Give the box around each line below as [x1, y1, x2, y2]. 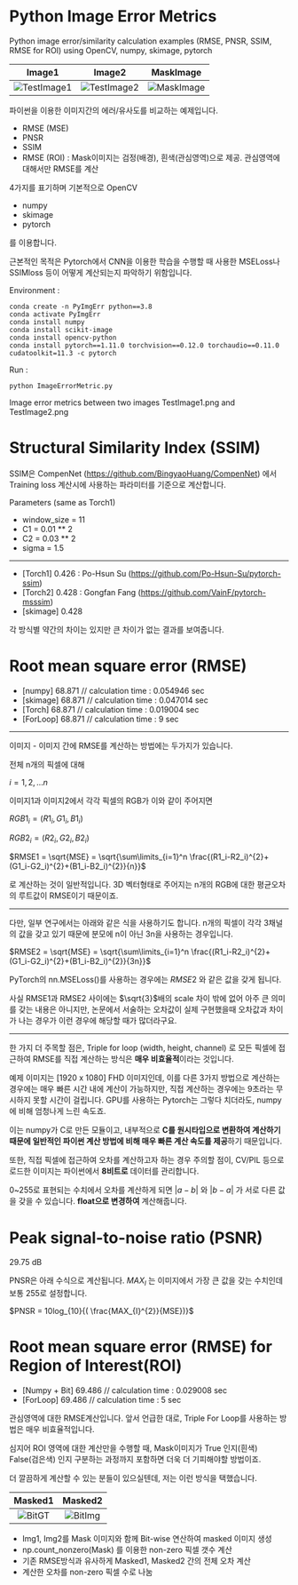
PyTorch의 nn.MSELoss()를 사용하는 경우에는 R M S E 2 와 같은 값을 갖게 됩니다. [9, 975, 282, 985]
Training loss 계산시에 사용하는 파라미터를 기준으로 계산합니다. [9, 479, 226, 490]
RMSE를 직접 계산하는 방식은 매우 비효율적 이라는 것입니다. [32, 1054, 234, 1064]
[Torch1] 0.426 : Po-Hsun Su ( [21, 568, 131, 578]
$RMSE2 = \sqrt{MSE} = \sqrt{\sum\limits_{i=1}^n [9, 946, 190, 957]
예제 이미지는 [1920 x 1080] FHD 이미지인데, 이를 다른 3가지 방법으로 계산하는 [9, 1072, 281, 1083]
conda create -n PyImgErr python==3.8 [9, 302, 153, 311]
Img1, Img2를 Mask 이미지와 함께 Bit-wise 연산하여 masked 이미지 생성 [21, 1533, 272, 1544]
